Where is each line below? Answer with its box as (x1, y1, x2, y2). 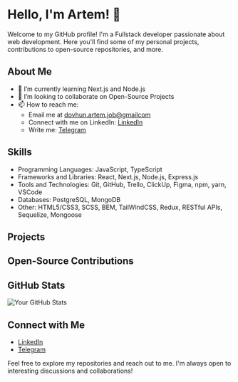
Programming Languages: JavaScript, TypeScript (17, 165, 162, 174)
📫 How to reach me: (17, 100, 79, 109)
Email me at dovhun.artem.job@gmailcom (28, 110, 151, 119)
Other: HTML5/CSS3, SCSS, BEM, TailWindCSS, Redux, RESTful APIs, (17, 203, 223, 211)
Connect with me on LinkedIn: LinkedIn (28, 117, 143, 127)
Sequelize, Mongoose (17, 210, 82, 219)
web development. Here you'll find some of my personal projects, (7, 37, 200, 46)
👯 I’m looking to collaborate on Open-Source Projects (17, 92, 175, 100)
